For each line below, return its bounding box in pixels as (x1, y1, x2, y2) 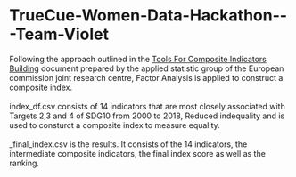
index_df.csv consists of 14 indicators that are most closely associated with (9, 101, 285, 111)
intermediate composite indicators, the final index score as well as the (9, 148, 266, 158)
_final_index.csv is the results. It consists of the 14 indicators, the (9, 139, 248, 149)
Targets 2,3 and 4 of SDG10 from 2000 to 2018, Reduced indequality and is (9, 110, 285, 121)
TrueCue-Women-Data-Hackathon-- (9, 5, 288, 26)
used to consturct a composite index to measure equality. (9, 119, 220, 130)
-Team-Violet (9, 24, 110, 44)
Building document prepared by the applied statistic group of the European (9, 63, 284, 74)
